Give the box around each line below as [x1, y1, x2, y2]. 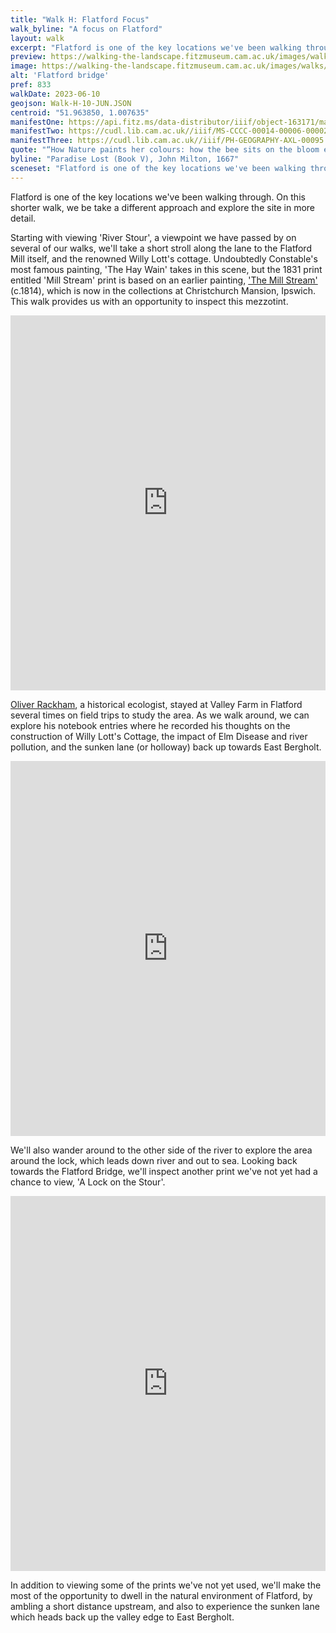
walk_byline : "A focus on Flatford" [10, 24, 163, 34]
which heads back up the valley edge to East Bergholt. [10, 1611, 235, 1623]
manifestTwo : [10, 126, 65, 136]
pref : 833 [10, 80, 52, 90]
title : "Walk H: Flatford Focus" [10, 14, 150, 25]
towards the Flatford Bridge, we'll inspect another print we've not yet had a [10, 1165, 318, 1177]
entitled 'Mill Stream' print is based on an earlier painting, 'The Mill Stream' [10, 274, 318, 286]
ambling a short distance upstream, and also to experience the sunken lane [10, 1600, 320, 1612]
